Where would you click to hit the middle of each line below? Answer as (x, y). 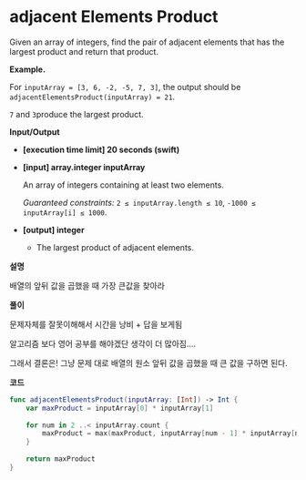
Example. (28, 69)
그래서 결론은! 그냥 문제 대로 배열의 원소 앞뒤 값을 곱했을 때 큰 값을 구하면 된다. (149, 363)
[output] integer (53, 230)
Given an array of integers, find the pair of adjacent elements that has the (147, 42)
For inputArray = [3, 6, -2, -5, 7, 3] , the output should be (125, 87)
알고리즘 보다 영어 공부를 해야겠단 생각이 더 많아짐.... (103, 343)
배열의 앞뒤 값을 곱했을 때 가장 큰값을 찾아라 (87, 285)
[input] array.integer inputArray (84, 167)
